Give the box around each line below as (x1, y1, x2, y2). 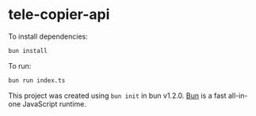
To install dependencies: (8, 32, 89, 41)
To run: (8, 61, 32, 70)
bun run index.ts (8, 77, 66, 84)
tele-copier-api (8, 6, 110, 24)
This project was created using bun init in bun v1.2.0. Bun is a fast (8, 91, 227, 100)
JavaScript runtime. (22, 99, 87, 108)
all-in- (227, 91, 248, 100)
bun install (8, 47, 48, 54)
